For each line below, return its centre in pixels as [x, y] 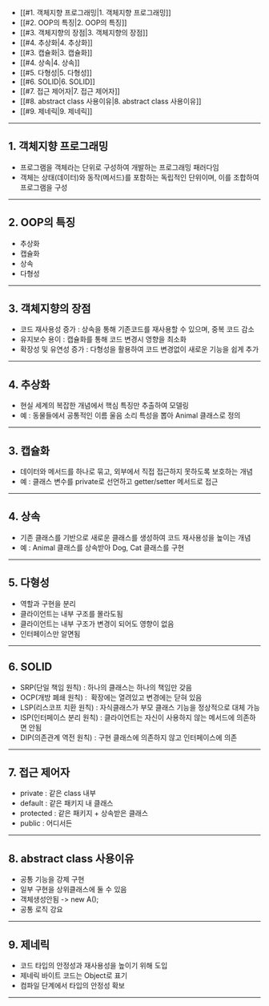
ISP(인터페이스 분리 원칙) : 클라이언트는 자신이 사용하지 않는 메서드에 [127, 717]
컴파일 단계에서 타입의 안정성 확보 [72, 985]
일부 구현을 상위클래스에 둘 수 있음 [73, 890]
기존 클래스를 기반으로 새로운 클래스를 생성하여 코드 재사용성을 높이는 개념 [135, 537]
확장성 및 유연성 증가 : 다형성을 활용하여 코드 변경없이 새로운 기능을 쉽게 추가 [139, 349]
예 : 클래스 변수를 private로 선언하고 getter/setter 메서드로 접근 [119, 482]
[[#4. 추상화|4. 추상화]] [56, 42]
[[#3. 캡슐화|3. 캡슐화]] [56, 53]
